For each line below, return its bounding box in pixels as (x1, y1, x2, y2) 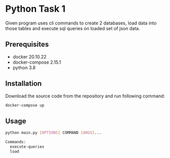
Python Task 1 (5, 3, 65, 15)
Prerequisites (5, 40, 49, 49)
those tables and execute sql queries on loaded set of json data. (5, 25, 140, 31)
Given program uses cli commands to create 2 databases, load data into (5, 20, 157, 26)
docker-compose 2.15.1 (12, 59, 61, 65)
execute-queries (10, 144, 44, 149)
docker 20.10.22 (12, 54, 47, 60)
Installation (5, 80, 42, 88)
